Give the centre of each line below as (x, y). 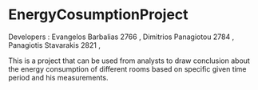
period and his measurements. (58, 77)
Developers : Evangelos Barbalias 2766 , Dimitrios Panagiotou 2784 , (121, 37)
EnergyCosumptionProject (99, 15)
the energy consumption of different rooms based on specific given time (127, 68)
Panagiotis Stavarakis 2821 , (55, 45)
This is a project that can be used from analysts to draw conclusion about (129, 61)
